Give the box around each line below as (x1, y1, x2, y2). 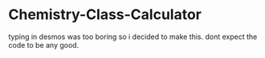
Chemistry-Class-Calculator (8, 6, 202, 24)
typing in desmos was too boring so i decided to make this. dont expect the (8, 32, 258, 41)
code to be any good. (8, 40, 79, 49)
